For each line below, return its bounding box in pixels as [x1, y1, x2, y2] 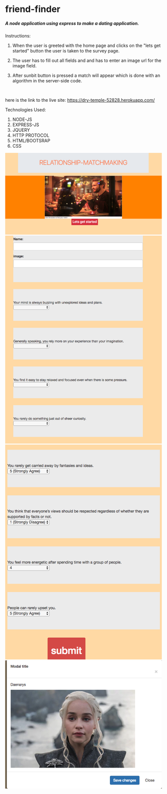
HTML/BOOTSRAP [12, 138, 51, 144]
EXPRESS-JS [12, 122, 39, 128]
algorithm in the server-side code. [12, 78, 83, 84]
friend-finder [5, 3, 61, 15]
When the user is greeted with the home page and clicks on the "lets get [12, 42, 161, 48]
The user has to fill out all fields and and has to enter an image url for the [12, 57, 162, 63]
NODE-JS [12, 116, 32, 123]
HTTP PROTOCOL [12, 132, 50, 138]
